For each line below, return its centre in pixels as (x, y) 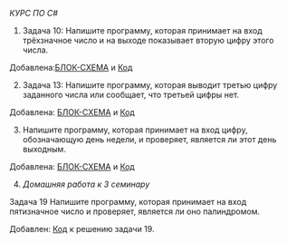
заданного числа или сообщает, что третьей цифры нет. (131, 95)
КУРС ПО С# (34, 13)
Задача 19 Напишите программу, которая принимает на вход (128, 202)
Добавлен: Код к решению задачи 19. (82, 229)
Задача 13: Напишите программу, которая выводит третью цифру (150, 85)
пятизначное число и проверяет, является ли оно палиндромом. (135, 211)
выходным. (44, 149)
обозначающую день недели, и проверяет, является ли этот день (149, 139)
